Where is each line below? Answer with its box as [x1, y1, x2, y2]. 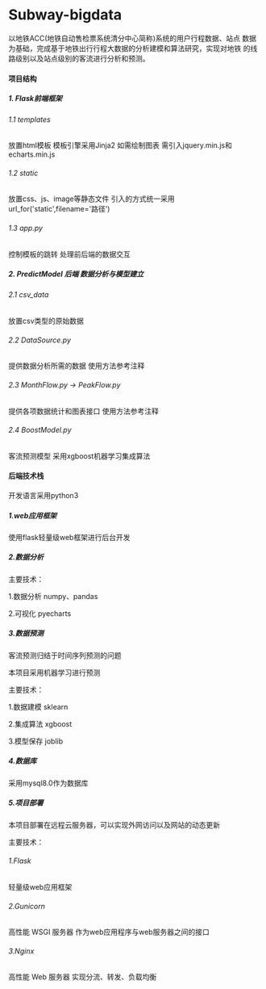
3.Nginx [8, 946, 35, 956]
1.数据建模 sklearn [8, 702, 69, 711]
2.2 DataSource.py [8, 335, 71, 345]
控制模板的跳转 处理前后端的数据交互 [8, 249, 131, 259]
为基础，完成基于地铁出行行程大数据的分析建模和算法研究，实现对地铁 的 [8, 43, 251, 53]
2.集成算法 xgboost [8, 719, 73, 728]
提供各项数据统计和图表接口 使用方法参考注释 [8, 406, 159, 416]
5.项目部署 [8, 798, 44, 808]
